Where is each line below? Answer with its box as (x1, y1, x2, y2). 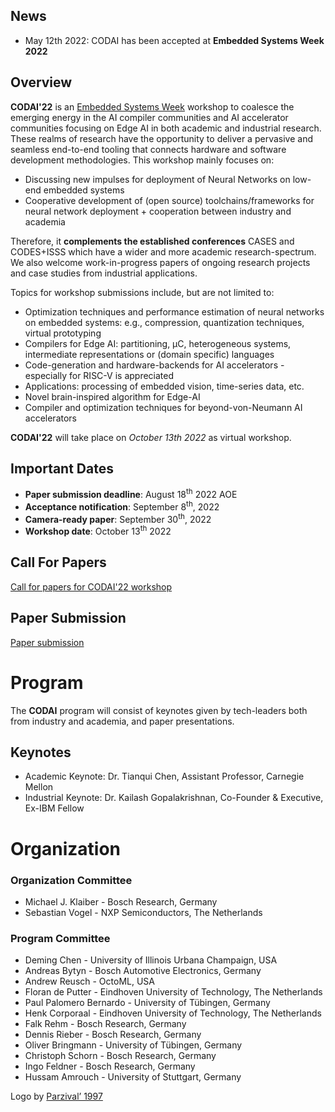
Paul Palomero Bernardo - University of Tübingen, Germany (24, 997, 271, 1009)
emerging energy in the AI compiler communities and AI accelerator (10, 111, 289, 123)
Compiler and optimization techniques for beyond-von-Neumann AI (24, 401, 303, 413)
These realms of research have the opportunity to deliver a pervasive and (10, 132, 313, 144)
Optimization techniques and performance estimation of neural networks (24, 305, 325, 318)
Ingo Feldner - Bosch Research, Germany (24, 1060, 196, 1073)
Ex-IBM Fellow (24, 802, 85, 814)
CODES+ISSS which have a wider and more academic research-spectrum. (10, 245, 317, 258)
